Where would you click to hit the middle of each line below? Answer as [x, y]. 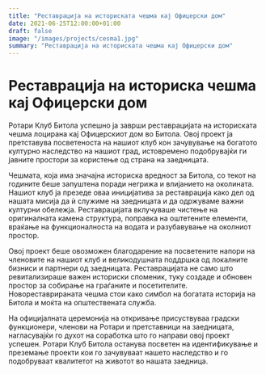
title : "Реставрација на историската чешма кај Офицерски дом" [117, 16]
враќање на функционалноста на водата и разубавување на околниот [130, 227]
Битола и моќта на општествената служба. [82, 303]
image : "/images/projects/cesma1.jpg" [74, 38]
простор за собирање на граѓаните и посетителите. [98, 286]
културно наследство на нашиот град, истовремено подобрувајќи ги [128, 151]
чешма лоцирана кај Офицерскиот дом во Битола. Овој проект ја [120, 134]
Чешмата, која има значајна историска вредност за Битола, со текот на [132, 175]
